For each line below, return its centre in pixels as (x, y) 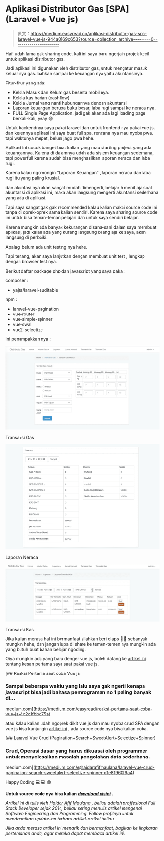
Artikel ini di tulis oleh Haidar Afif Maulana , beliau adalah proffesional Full (81, 803)
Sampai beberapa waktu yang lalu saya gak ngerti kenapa (75, 686)
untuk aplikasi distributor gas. (35, 59)
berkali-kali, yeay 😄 (33, 118)
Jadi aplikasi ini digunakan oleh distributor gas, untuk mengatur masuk (77, 68)
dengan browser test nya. (31, 261)
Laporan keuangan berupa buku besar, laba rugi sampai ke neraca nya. (84, 108)
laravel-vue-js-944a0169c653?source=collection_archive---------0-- (87, 39)
